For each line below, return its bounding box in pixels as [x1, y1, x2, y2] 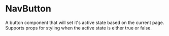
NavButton [5, 3, 52, 14]
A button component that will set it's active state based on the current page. [5, 19, 164, 25]
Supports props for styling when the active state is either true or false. [5, 24, 152, 30]
